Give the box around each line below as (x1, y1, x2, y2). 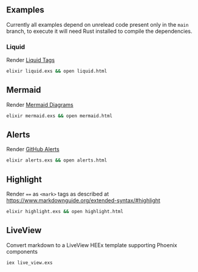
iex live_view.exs (6, 259, 53, 266)
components (6, 248, 38, 255)
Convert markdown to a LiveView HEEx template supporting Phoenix (6, 241, 177, 248)
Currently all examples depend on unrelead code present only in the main (6, 21, 189, 28)
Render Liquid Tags (6, 56, 55, 64)
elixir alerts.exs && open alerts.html (6, 157, 108, 163)
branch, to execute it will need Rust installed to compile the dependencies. (6, 27, 193, 35)
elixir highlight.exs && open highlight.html (6, 209, 123, 215)
